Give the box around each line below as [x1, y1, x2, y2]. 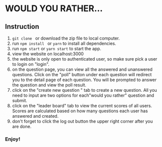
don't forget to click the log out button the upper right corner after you [12, 118, 153, 124]
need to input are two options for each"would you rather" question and [12, 92, 154, 98]
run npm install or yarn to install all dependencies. [12, 41, 116, 46]
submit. [12, 98, 28, 103]
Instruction [5, 22, 39, 31]
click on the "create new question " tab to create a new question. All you [12, 87, 157, 93]
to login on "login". [12, 62, 50, 67]
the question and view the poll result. [12, 82, 87, 88]
